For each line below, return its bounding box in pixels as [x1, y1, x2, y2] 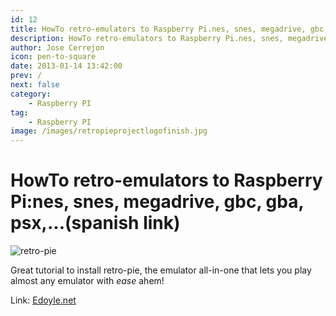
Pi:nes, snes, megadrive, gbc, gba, [10, 191, 304, 213]
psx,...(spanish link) [10, 212, 181, 235]
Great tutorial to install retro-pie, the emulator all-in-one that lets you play [10, 264, 312, 276]
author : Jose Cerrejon [10, 42, 105, 53]
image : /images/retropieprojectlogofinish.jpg [10, 126, 208, 136]
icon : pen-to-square [10, 52, 97, 62]
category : [10, 89, 52, 99]
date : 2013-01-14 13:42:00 [10, 61, 123, 71]
